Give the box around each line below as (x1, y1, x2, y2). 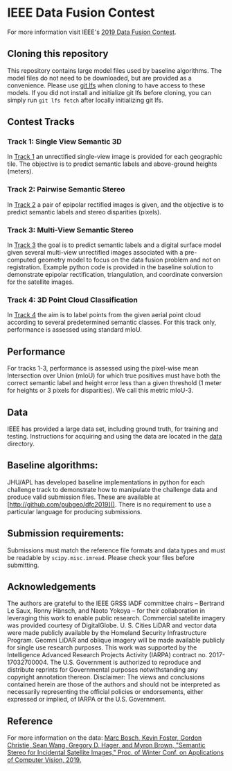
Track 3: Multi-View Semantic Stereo (7, 225, 134, 235)
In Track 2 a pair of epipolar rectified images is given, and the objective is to (7, 200, 224, 209)
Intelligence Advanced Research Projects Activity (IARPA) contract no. (7, 651, 208, 659)
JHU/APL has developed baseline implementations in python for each (7, 477, 206, 486)
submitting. (7, 561, 39, 569)
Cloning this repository (7, 48, 109, 60)
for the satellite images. (7, 278, 74, 286)
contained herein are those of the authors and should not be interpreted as (7, 680, 220, 688)
